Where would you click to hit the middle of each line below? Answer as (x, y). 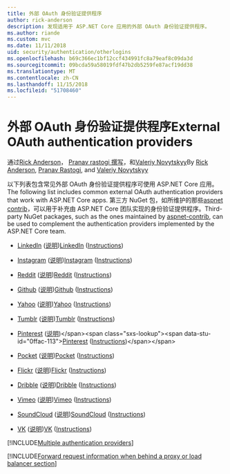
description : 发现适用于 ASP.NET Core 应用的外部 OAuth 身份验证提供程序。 (109, 26)
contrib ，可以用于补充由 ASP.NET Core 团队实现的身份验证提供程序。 (106, 209)
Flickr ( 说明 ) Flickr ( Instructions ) (62, 370)
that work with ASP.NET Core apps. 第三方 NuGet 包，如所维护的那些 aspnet (115, 200)
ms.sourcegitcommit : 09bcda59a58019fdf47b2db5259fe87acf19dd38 (100, 65)
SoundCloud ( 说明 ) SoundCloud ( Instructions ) (82, 415)
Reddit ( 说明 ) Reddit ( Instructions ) (64, 275)
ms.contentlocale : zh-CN (43, 78)
